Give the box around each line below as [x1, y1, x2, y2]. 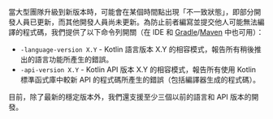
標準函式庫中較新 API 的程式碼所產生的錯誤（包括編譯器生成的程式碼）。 [19, 75, 261, 84]
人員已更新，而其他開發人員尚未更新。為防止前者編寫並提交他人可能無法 [15, 17, 258, 27]
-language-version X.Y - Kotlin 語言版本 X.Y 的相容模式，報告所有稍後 [19, 45, 254, 54]
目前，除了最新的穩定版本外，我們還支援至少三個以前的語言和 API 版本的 [8, 92, 252, 101]
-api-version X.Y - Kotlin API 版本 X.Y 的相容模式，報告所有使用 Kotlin [19, 65, 257, 74]
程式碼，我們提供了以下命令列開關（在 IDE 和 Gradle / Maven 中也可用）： [22, 28, 264, 36]
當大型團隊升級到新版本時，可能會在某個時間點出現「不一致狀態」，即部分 [8, 7, 254, 16]
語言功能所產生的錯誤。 [34, 55, 114, 64]
